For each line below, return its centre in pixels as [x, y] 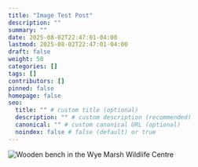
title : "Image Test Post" [50, 15]
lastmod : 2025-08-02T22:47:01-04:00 [68, 45]
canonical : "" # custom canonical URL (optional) [98, 125]
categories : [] [33, 67]
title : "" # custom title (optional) [77, 111]
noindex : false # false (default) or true [86, 132]
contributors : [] [37, 81]
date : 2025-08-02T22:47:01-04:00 [63, 37]
